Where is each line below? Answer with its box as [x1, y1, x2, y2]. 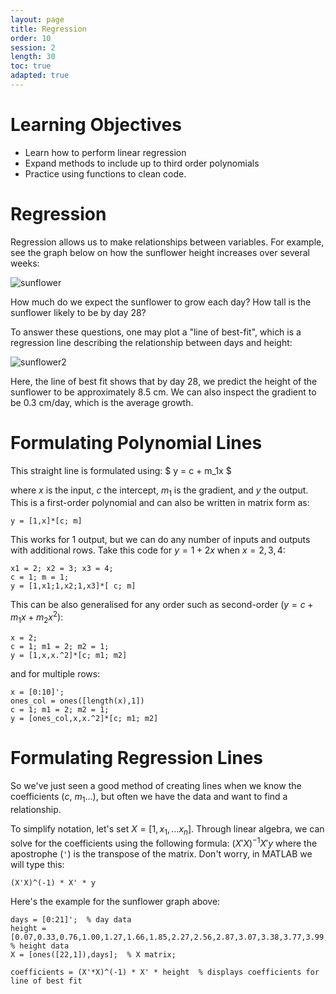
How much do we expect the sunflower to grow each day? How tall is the [10, 296, 312, 308]
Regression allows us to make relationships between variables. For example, [10, 236, 325, 248]
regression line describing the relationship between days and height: [10, 336, 293, 348]
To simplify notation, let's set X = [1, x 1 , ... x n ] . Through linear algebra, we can [10, 822, 325, 837]
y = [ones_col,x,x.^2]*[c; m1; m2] [10, 713, 159, 723]
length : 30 [10, 52, 56, 62]
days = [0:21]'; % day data [10, 915, 132, 925]
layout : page [10, 14, 65, 25]
